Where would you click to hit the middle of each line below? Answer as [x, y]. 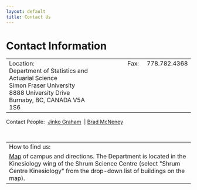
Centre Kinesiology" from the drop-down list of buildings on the [97, 171]
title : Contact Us [28, 17]
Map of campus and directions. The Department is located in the [98, 157]
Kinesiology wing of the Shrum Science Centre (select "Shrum [95, 164]
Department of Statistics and [48, 71]
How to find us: [30, 147]
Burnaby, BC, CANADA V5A [47, 100]
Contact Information [57, 46]
